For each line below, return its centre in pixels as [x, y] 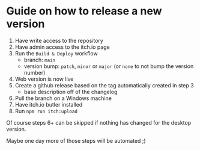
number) [35, 72]
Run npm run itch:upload [46, 111]
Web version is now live [44, 79]
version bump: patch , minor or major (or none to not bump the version [109, 66]
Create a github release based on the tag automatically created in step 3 [104, 85]
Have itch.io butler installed [49, 104]
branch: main [40, 60]
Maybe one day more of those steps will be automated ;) [76, 140]
